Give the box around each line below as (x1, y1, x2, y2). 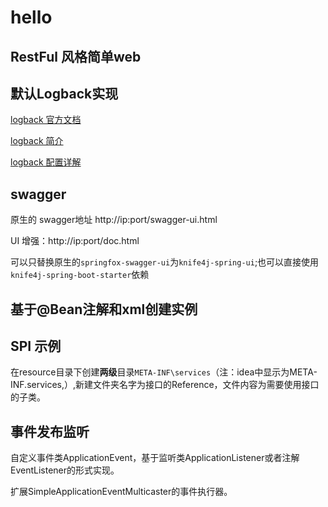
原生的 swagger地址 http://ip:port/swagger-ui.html (10, 214, 218, 226)
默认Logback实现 (10, 85, 119, 102)
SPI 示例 (10, 337, 62, 355)
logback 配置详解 (10, 156, 82, 168)
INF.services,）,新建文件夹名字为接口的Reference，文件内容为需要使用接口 (10, 379, 320, 391)
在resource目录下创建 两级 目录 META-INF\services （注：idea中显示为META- (10, 366, 318, 378)
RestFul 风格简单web (10, 48, 142, 65)
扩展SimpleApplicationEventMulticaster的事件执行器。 (10, 486, 233, 498)
